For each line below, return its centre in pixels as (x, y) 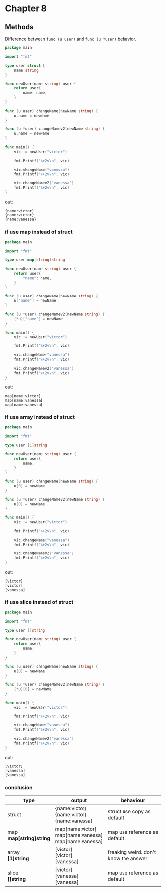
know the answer (128, 858)
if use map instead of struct (39, 232)
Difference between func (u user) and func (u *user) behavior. (71, 39)
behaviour (133, 800)
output (79, 800)
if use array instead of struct (40, 417)
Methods (19, 27)
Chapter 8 (26, 9)
